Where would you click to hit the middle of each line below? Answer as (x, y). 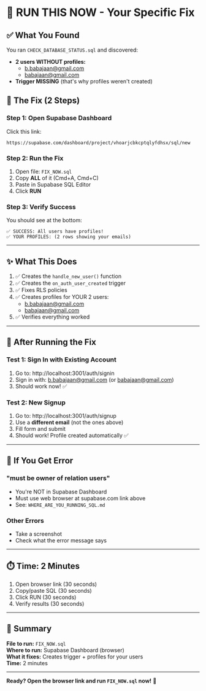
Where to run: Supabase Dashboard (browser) (65, 650)
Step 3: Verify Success (41, 207)
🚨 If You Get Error (40, 461)
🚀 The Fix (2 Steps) (43, 101)
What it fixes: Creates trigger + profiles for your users (75, 657)
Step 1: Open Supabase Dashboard (59, 118)
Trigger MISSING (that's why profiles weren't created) (84, 81)
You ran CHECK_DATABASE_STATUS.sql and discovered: (72, 50)
